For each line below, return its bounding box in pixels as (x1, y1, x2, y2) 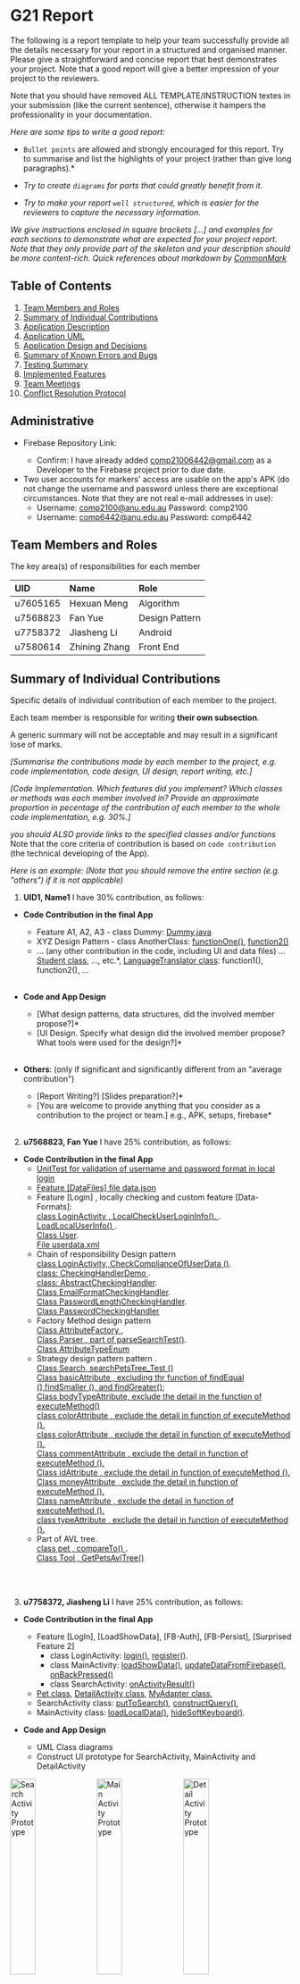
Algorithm (138, 598, 180, 610)
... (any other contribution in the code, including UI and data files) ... (36, 946, 286, 957)
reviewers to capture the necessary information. (22, 206, 202, 217)
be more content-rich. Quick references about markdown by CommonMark (10, 252, 287, 264)
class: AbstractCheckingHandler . (36, 1277, 158, 1288)
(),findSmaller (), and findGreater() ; (36, 1382, 165, 1393)
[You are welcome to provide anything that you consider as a (36, 1101, 261, 1111)
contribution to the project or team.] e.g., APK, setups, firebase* (36, 1109, 272, 1121)
